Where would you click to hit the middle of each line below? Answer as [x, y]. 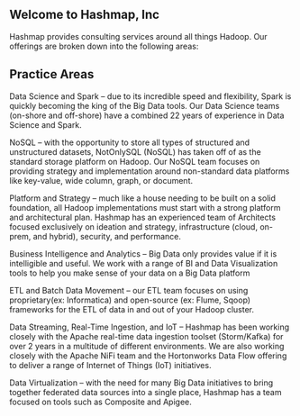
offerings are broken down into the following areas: [104, 46]
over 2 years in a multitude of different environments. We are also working [147, 346]
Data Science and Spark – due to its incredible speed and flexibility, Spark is [150, 96]
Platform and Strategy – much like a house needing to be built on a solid [143, 198]
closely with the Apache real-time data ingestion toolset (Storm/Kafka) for [146, 336]
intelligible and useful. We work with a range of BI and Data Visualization [144, 263]
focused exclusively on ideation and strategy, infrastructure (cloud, [134, 226]
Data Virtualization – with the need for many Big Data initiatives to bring [141, 383]
